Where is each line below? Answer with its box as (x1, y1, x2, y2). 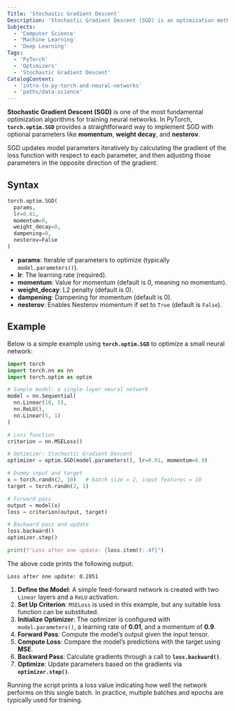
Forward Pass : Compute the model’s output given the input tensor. (17, 630, 210, 638)
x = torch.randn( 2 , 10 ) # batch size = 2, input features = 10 (7, 476, 201, 483)
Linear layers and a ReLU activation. (17, 592, 120, 601)
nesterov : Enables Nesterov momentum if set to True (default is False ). (17, 300, 222, 309)
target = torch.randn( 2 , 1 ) (7, 482, 90, 489)
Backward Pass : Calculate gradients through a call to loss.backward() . (17, 652, 222, 661)
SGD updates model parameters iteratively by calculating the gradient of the (7, 144, 227, 152)
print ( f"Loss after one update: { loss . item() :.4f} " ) (7, 547, 164, 554)
